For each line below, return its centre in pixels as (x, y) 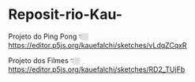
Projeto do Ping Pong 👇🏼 (49, 36)
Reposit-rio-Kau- (65, 15)
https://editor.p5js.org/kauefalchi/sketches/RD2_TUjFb (97, 69)
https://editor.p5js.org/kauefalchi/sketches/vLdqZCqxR (97, 45)
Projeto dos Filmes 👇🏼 (44, 60)
